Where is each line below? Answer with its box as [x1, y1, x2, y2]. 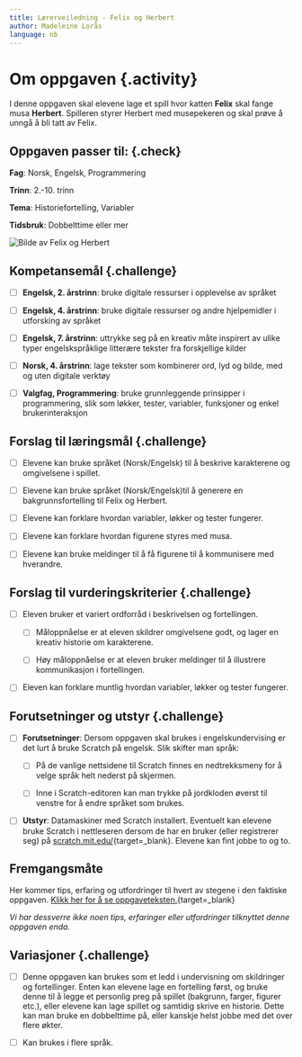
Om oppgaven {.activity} [9, 68, 199, 89]
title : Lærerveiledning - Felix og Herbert [9, 13, 175, 22]
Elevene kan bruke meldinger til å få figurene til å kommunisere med [22, 549, 274, 560]
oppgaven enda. [9, 921, 70, 932]
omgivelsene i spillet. [22, 468, 101, 479]
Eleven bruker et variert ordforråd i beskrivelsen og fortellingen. [22, 609, 259, 620]
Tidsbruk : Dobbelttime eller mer [9, 219, 129, 230]
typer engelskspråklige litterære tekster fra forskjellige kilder [22, 343, 247, 354]
